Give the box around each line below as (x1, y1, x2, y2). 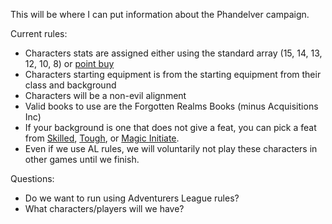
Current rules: (10, 28, 68, 39)
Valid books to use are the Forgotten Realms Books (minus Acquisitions (24, 100, 319, 112)
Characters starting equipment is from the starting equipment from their (24, 69, 322, 80)
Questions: (10, 173, 55, 184)
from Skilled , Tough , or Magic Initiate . (24, 132, 180, 144)
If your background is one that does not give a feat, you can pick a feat (24, 122, 317, 133)
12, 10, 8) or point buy (24, 58, 115, 69)
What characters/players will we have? (24, 203, 185, 214)
